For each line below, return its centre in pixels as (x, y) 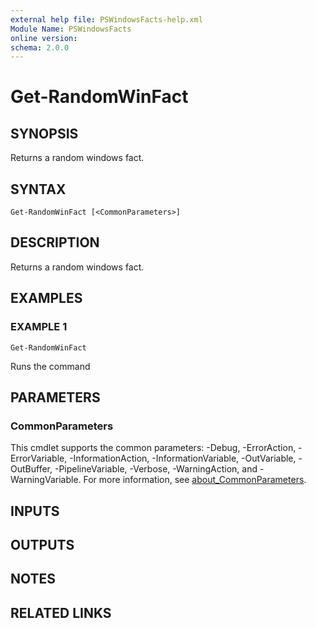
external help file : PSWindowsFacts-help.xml (106, 19)
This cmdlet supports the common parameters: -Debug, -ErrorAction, (153, 448)
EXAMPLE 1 (39, 327)
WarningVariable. (46, 480)
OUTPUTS (42, 545)
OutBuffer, (31, 469)
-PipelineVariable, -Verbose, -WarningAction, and (156, 469)
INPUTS (35, 511)
